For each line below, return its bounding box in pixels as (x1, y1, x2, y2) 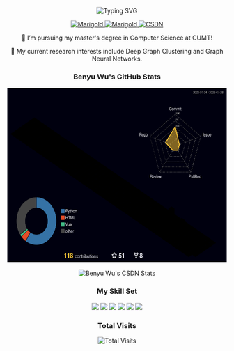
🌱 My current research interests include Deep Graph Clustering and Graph (10, 47, 224, 55)
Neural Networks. (91, 54, 143, 63)
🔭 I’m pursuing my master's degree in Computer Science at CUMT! (21, 33, 213, 42)
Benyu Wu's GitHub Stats (72, 72, 162, 81)
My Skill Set (96, 286, 138, 296)
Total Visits (97, 320, 137, 330)
